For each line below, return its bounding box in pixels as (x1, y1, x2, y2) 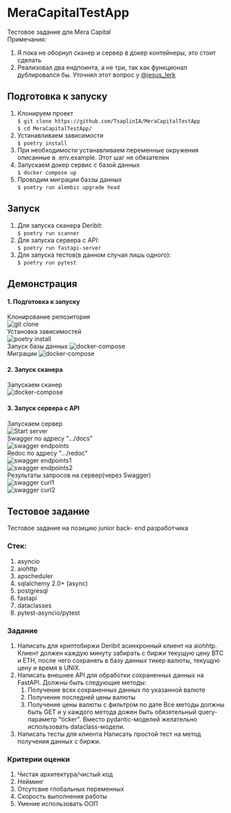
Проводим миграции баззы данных (17, 175, 122, 184)
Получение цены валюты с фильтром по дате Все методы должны (27, 700, 225, 708)
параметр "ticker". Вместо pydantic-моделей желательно (27, 715, 198, 723)
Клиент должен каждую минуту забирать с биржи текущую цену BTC (17, 649, 224, 657)
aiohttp (17, 564, 38, 573)
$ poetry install (17, 140, 68, 147)
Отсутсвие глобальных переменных (17, 785, 124, 794)
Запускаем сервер (7, 419, 63, 427)
